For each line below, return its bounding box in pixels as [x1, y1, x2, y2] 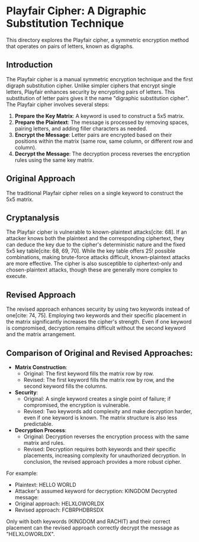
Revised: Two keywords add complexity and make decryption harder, [23, 408, 192, 415]
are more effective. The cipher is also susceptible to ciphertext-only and [6, 260, 182, 267]
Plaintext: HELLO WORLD [14, 482, 76, 488]
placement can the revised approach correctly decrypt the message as [6, 524, 179, 531]
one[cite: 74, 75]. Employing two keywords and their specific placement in [6, 312, 187, 319]
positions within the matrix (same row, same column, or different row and [14, 138, 193, 145]
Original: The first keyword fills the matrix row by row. [23, 370, 155, 377]
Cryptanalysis [6, 212, 60, 223]
